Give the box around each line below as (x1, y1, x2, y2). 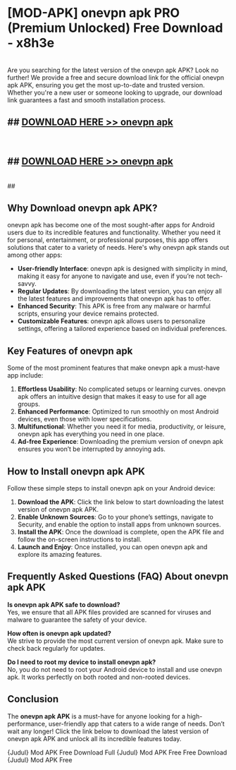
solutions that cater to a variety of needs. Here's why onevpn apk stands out (7, 243, 230, 252)
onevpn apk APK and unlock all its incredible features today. (7, 734, 182, 742)
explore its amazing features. (17, 551, 102, 558)
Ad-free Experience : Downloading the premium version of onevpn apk (17, 438, 223, 446)
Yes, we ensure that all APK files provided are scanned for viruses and (7, 608, 211, 616)
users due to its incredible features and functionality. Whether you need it (7, 228, 221, 237)
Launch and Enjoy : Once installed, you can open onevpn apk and (17, 543, 208, 551)
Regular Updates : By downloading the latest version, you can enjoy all (17, 287, 222, 296)
